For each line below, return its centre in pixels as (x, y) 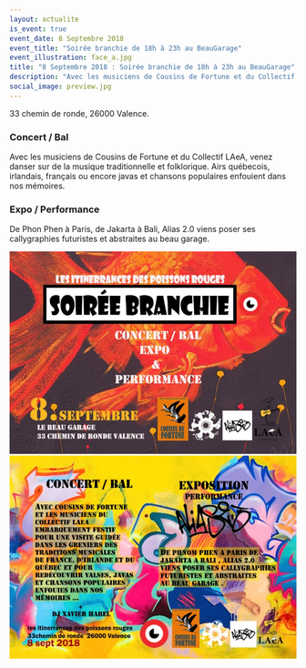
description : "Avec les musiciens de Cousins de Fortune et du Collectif (153, 77)
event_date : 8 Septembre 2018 (67, 38)
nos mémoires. (37, 186)
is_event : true (38, 29)
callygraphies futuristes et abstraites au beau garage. (110, 239)
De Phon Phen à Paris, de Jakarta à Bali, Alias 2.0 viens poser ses (133, 229)
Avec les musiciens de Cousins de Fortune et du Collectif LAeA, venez (141, 157)
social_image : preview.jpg (61, 86)
